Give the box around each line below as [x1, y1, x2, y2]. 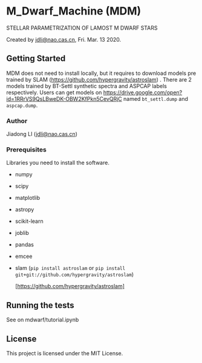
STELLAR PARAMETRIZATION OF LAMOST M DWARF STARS [6, 24, 158, 31]
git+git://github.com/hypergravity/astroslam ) [15, 271, 134, 278]
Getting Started [6, 53, 66, 64]
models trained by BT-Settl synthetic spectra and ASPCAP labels [6, 82, 168, 89]
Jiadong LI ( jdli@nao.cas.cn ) [6, 130, 77, 138]
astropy [15, 206, 34, 213]
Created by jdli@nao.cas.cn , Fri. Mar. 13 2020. [6, 36, 122, 43]
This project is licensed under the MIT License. [6, 349, 123, 357]
